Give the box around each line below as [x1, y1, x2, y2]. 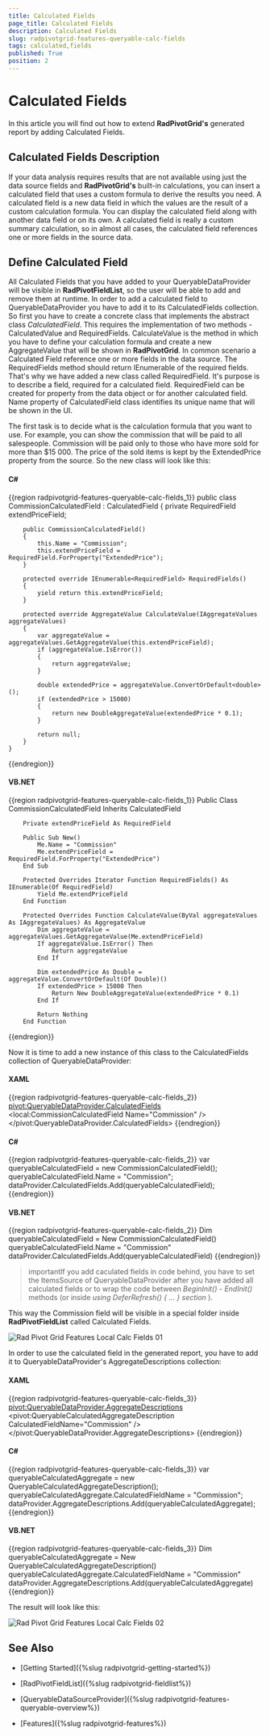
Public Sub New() [23, 834, 81, 842]
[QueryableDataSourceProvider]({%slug [19, 1694, 154, 1704]
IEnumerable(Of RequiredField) [8, 883, 114, 891]
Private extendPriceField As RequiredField [23, 819, 172, 827]
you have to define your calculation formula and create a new [8, 337, 212, 347]
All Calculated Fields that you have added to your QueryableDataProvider [8, 277, 251, 287]
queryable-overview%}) [19, 1703, 101, 1713]
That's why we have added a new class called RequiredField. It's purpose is [8, 371, 260, 381]
